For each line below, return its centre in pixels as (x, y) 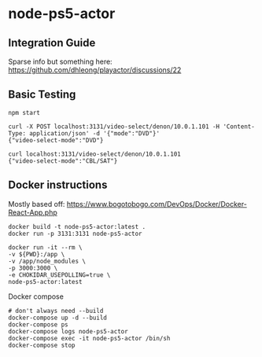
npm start (24, 112)
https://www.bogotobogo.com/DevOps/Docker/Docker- (157, 204)
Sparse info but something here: (60, 61)
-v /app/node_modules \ (47, 261)
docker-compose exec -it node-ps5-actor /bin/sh (89, 338)
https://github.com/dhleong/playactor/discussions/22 (95, 70)
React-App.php (33, 212)
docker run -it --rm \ (45, 247)
